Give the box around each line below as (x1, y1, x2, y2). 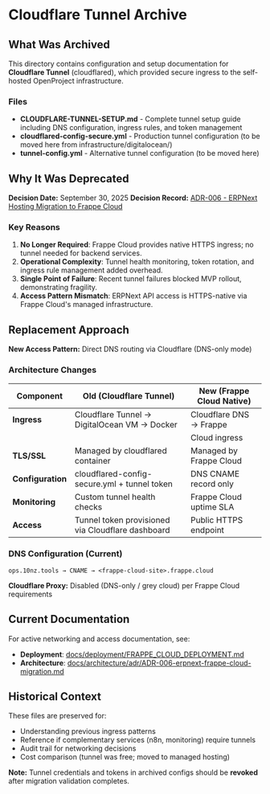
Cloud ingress (190, 432, 243, 443)
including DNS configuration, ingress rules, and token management (19, 123, 243, 133)
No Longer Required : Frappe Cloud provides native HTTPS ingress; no (19, 239, 255, 250)
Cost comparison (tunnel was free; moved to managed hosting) (19, 752, 231, 762)
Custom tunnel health (75, 491, 156, 502)
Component (16, 390, 63, 401)
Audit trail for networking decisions (19, 743, 137, 753)
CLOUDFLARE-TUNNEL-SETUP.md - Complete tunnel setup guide (19, 114, 241, 124)
